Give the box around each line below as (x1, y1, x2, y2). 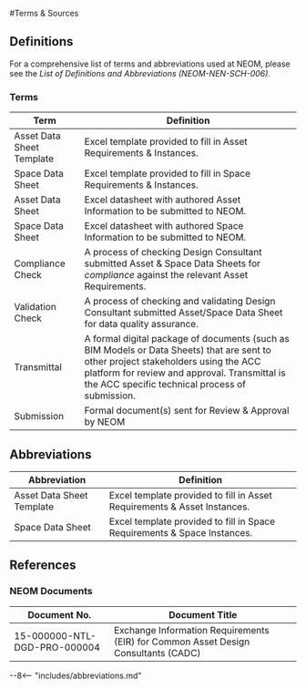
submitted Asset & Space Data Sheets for (84, 257, 261, 270)
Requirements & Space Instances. (108, 526, 253, 539)
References (9, 558, 76, 573)
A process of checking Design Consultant (84, 246, 262, 259)
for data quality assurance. (84, 318, 199, 331)
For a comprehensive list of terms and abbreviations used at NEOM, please (9, 58, 291, 69)
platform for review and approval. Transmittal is (84, 366, 286, 379)
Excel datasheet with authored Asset (84, 193, 241, 206)
